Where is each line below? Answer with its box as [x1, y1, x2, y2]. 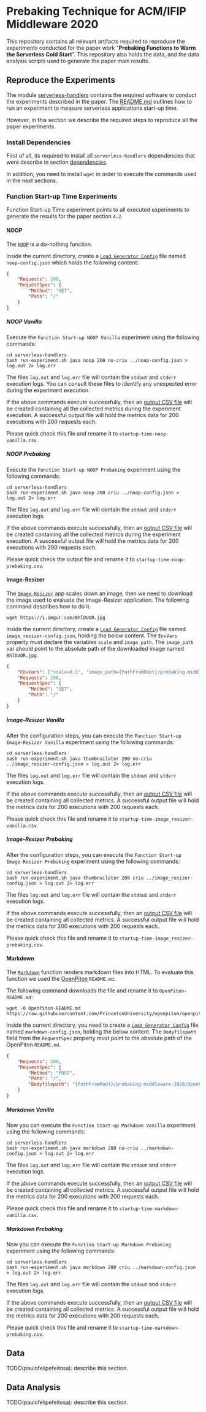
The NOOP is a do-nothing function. [6, 240, 93, 248]
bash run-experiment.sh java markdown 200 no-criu [6, 1145, 139, 1151]
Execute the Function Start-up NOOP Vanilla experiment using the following [6, 333, 200, 341]
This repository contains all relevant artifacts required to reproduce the [6, 37, 185, 45]
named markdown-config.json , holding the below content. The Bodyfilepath [6, 1027, 197, 1035]
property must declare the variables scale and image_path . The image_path [6, 638, 194, 645]
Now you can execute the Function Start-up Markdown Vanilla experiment [6, 1121, 196, 1129]
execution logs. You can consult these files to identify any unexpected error [6, 380, 197, 387]
